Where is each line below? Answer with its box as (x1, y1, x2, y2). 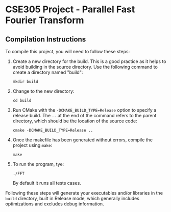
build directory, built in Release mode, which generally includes (5, 196, 139, 201)
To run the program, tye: (12, 161, 64, 167)
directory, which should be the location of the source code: (12, 118, 137, 124)
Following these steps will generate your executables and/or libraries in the (5, 190, 163, 196)
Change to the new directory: (12, 88, 75, 94)
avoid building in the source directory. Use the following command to (12, 64, 158, 70)
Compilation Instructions (5, 35, 86, 44)
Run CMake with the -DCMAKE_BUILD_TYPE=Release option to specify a (12, 107, 157, 113)
